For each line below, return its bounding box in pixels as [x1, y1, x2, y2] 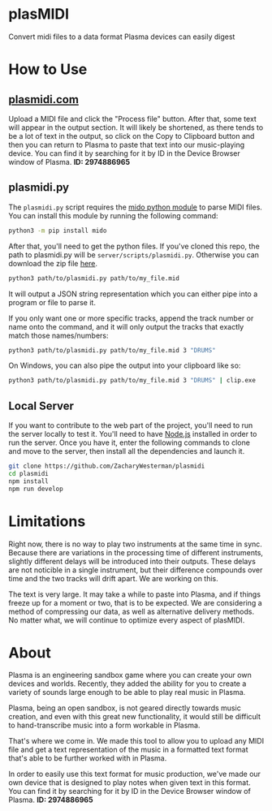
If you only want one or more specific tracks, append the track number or [8, 313, 254, 323]
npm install [8, 477, 49, 485]
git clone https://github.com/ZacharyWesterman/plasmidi [8, 462, 205, 471]
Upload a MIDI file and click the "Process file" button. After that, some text [8, 114, 257, 123]
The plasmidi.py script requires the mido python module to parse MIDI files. [8, 202, 262, 212]
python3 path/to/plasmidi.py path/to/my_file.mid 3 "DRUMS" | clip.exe [8, 377, 256, 385]
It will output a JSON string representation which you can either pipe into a [8, 289, 258, 299]
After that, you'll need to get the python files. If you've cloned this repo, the [8, 241, 260, 251]
